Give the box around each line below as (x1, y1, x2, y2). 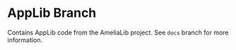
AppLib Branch (7, 5, 97, 21)
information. (7, 35, 43, 44)
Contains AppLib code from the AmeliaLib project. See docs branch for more (7, 28, 229, 37)
